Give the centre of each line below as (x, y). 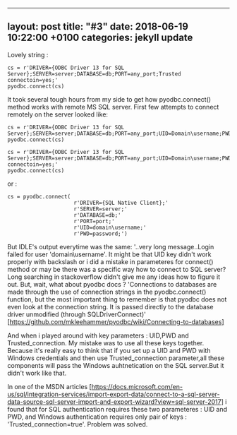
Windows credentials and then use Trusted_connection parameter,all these (116, 358)
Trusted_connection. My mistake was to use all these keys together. (106, 342)
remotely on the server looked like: (57, 114)
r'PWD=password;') (101, 234)
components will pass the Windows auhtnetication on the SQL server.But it (116, 365)
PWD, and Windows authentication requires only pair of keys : (97, 417)
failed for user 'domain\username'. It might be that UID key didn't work (109, 254)
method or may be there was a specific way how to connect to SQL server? (117, 269)
